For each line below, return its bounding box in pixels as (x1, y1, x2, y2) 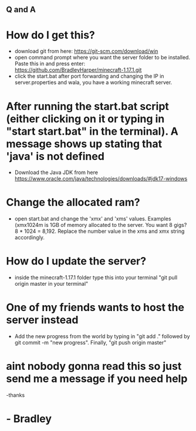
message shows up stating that (6, 137, 163, 151)
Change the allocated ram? (6, 196, 140, 209)
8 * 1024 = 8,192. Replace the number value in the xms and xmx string (14, 228, 185, 235)
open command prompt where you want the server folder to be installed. (14, 54, 191, 61)
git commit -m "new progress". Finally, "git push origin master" (14, 339, 167, 346)
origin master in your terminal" (14, 280, 89, 288)
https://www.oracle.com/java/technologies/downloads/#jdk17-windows (14, 175, 188, 182)
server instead (6, 313, 79, 327)
